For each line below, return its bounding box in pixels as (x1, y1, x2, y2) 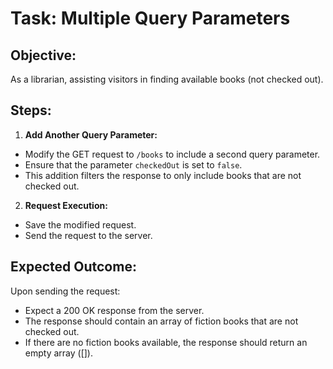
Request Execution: (24, 199, 108, 211)
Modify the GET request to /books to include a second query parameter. (24, 148, 321, 160)
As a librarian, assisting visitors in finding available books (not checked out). (10, 73, 324, 85)
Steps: (10, 102, 52, 119)
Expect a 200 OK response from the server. (24, 304, 205, 316)
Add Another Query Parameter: (24, 128, 158, 141)
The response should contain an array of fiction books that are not (24, 315, 299, 327)
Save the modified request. (24, 218, 137, 231)
